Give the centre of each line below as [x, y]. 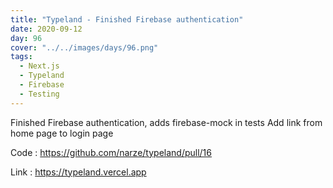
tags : [21, 57]
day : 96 [26, 38]
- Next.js [39, 66]
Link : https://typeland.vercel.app [78, 172]
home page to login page [62, 133]
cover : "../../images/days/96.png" [84, 47]
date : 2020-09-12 [46, 29]
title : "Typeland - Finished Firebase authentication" [127, 19]
